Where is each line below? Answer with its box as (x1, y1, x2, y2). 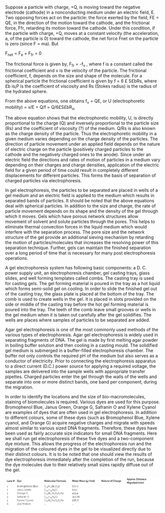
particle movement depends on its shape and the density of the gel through (5, 208, 159, 214)
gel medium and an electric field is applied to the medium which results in (5, 192, 155, 198)
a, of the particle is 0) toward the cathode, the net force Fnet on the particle (5, 35, 159, 41)
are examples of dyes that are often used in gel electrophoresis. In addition (5, 410, 157, 416)
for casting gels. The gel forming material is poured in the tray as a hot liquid (5, 281, 160, 287)
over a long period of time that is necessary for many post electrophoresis (5, 250, 156, 256)
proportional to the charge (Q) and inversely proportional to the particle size (5, 120, 159, 126)
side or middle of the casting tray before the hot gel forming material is (5, 301, 149, 307)
